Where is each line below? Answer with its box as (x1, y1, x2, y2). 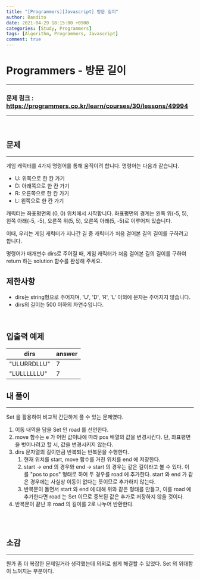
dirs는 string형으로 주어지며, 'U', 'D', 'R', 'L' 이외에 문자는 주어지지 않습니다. (14, 293, 191, 301)
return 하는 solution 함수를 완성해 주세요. (6, 257, 102, 265)
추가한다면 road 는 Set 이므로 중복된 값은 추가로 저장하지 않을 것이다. (23, 493, 185, 500)
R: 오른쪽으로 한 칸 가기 (14, 190, 70, 197)
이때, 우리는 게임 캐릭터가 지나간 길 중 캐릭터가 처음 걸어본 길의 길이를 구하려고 (6, 230, 189, 237)
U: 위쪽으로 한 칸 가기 (14, 175, 65, 182)
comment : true (6, 36, 42, 42)
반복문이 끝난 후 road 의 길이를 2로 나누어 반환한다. (14, 501, 134, 508)
